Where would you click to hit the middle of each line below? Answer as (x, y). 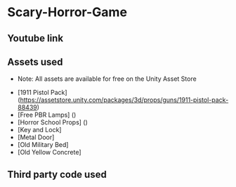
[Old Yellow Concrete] (50, 153)
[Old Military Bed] (43, 145)
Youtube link (35, 38)
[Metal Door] (36, 137)
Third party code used (57, 174)
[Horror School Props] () (52, 122)
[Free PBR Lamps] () (47, 115)
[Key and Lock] (39, 130)
